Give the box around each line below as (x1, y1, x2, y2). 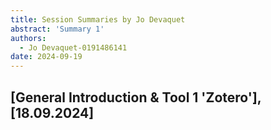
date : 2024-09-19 (10, 52, 83, 62)
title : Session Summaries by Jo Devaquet (10, 14, 186, 25)
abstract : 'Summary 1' (10, 24, 105, 34)
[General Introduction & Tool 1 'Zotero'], (10, 89, 262, 106)
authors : (10, 33, 47, 43)
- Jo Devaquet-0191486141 (19, 42, 128, 53)
